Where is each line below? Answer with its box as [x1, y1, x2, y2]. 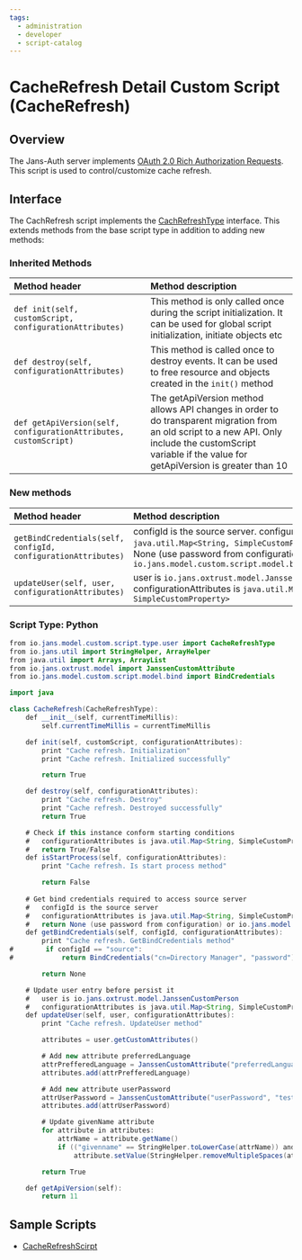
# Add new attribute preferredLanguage [41, 1052, 191, 1061]
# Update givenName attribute [41, 1118, 155, 1127]
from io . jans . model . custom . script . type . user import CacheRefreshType [9, 638, 276, 648]
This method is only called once [150, 295, 285, 308]
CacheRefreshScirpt [22, 1241, 98, 1252]
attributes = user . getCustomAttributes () [41, 1036, 200, 1045]
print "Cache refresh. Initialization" [41, 746, 191, 755]
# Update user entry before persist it [25, 985, 175, 994]
